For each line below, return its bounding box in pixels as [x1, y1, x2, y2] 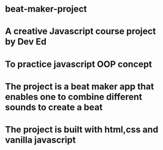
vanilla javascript [5, 134, 76, 145]
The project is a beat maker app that [5, 81, 154, 92]
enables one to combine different [5, 91, 143, 102]
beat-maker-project [5, 3, 87, 15]
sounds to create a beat [5, 102, 103, 113]
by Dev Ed [5, 36, 47, 47]
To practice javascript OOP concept [5, 59, 152, 69]
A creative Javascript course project [5, 26, 156, 37]
